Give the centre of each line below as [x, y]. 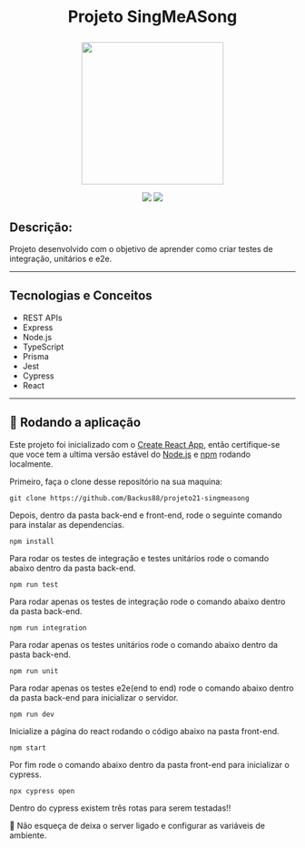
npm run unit [34, 671]
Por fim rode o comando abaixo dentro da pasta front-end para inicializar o [150, 764]
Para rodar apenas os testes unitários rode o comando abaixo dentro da [144, 644]
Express [38, 327]
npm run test [34, 584]
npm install [32, 541]
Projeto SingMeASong [152, 17]
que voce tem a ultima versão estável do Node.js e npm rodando [130, 454]
